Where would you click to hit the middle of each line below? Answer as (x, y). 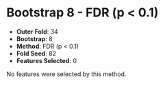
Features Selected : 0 (46, 60)
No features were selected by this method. (66, 74)
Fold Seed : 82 (36, 53)
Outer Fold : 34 (37, 32)
